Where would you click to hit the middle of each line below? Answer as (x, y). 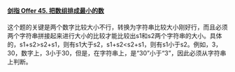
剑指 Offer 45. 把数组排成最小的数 (56, 10)
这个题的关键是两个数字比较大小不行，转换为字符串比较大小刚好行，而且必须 (117, 27)
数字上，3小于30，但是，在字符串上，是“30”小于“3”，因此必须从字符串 (123, 53)
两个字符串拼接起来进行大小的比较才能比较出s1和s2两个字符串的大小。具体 (115, 36)
